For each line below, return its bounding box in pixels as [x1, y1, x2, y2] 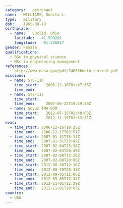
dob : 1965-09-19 [5, 21, 46, 27]
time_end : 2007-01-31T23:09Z [14, 139, 80, 144]
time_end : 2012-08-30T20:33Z [14, 167, 80, 172]
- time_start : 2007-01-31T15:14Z [10, 134, 80, 139]
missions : [5, 73, 26, 78]
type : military [5, 17, 42, 22]
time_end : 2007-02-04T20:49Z [14, 148, 80, 153]
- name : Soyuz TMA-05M [10, 106, 57, 111]
